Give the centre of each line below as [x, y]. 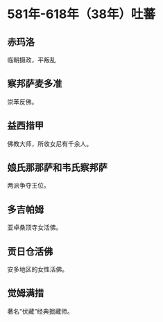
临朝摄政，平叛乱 [32, 60]
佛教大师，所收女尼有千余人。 [50, 143]
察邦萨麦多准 [35, 84]
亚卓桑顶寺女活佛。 [35, 227]
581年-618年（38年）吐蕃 [81, 14]
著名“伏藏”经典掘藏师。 [41, 311]
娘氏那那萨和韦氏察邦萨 [57, 168]
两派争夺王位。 [28, 186]
